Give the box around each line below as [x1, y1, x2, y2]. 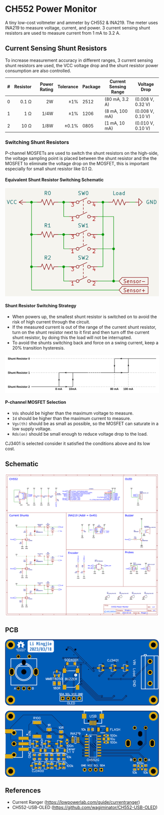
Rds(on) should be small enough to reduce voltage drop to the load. [12, 431, 148, 437]
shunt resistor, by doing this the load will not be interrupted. [12, 335, 132, 341]
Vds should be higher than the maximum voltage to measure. [12, 410, 134, 416]
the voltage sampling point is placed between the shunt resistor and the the [5, 155, 157, 161]
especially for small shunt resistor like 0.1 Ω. [5, 166, 93, 172]
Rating [40, 86, 54, 92]
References [5, 787, 41, 795]
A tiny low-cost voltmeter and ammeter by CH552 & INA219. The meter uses [5, 20, 158, 25]
